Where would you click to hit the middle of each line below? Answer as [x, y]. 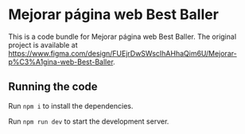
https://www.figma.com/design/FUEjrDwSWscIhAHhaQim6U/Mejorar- [122, 53]
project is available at [43, 44]
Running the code [53, 87]
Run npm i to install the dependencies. [71, 105]
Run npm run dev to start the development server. [89, 121]
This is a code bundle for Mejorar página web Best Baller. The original [122, 36]
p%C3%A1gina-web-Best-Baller [61, 62]
